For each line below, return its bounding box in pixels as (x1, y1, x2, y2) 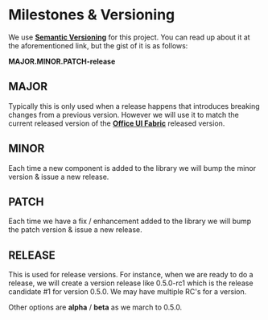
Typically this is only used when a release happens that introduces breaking (8, 101, 260, 110)
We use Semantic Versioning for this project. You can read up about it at (8, 32, 251, 42)
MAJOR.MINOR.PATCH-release (8, 56, 116, 66)
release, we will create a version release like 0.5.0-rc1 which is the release (8, 278, 254, 288)
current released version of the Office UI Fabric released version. (8, 118, 225, 128)
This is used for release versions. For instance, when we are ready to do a (8, 270, 254, 280)
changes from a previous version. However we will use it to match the (8, 110, 240, 119)
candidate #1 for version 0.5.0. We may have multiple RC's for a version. (8, 287, 247, 297)
